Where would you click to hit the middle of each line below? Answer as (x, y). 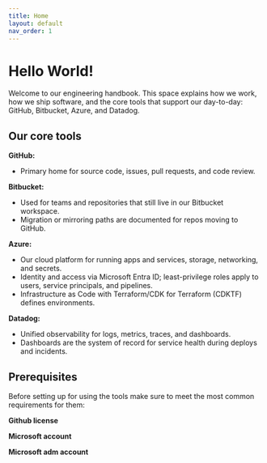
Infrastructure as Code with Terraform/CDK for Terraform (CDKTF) (131, 294)
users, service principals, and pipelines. (86, 286)
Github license (34, 420)
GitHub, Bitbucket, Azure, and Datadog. (74, 111)
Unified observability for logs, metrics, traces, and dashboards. (125, 334)
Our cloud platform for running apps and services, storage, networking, (139, 260)
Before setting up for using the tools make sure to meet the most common (131, 396)
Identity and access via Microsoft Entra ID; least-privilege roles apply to (139, 277)
